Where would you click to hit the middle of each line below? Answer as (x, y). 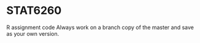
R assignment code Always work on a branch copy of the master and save (100, 27)
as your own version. (33, 33)
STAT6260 (34, 11)
